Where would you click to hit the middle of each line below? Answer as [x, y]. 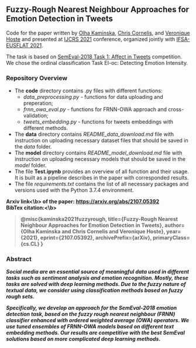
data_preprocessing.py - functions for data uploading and [93, 97]
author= [175, 225]
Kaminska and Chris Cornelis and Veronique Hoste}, [101, 232]
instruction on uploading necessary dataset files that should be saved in [101, 140]
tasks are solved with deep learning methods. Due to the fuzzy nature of [96, 284]
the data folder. [33, 147]
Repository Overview [37, 78]
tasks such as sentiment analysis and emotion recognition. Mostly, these [97, 278]
